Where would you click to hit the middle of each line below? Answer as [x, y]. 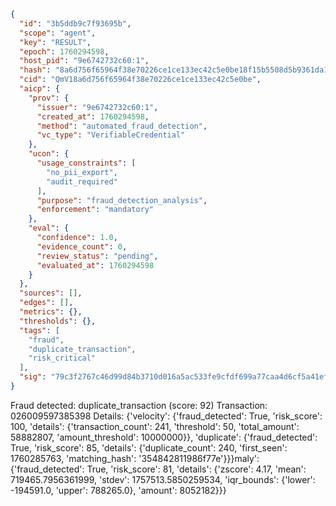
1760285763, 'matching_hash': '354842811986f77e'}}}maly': [135, 458]
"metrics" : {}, [51, 312]
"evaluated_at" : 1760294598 [95, 265]
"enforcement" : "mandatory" [95, 210]
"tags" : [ [39, 330]
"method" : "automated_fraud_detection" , [122, 126]
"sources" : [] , [51, 293]
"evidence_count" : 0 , [82, 246]
